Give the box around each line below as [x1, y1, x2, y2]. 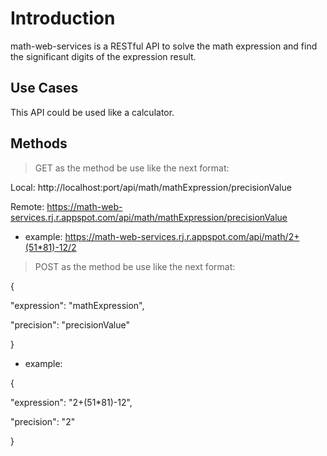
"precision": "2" [10, 415, 76, 427]
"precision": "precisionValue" [10, 318, 130, 331]
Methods [10, 135, 68, 152]
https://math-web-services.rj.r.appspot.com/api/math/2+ [64, 230, 300, 242]
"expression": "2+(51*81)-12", [10, 396, 133, 408]
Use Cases [10, 80, 79, 97]
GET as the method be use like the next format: [34, 162, 230, 174]
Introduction [10, 7, 116, 30]
